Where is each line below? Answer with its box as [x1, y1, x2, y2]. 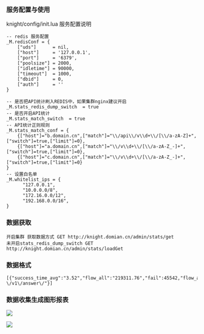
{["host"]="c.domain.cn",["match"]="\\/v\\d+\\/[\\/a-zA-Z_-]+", [17, 154, 186, 161]
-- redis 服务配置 [6, 33, 49, 40]
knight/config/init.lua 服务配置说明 [6, 20, 92, 28]
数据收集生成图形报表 [6, 295, 69, 304]
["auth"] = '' [17, 82, 64, 88]
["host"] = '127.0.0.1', [17, 50, 91, 56]
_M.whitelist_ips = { [6, 176, 61, 183]
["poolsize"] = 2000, [17, 60, 72, 66]
